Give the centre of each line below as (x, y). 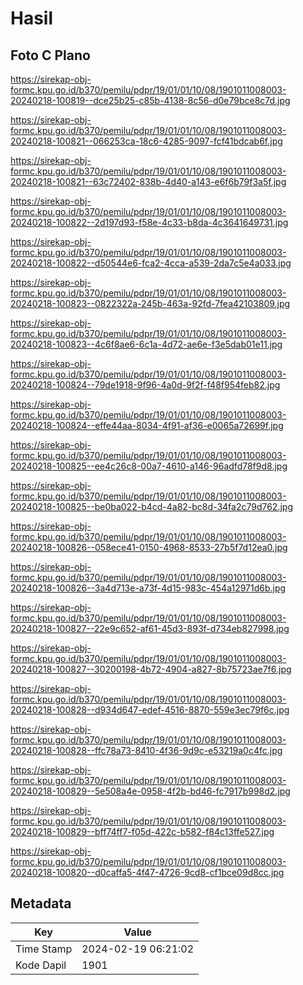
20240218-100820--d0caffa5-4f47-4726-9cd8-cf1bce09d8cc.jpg (147, 872)
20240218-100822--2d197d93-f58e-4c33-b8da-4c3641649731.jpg (149, 222)
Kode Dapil (41, 965)
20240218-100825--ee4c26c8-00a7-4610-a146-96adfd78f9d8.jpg (149, 466)
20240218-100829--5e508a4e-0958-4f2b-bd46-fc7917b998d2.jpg (150, 791)
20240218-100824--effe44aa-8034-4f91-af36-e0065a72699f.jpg (147, 425)
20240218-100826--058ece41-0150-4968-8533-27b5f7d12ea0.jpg (149, 547)
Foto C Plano (50, 55)
